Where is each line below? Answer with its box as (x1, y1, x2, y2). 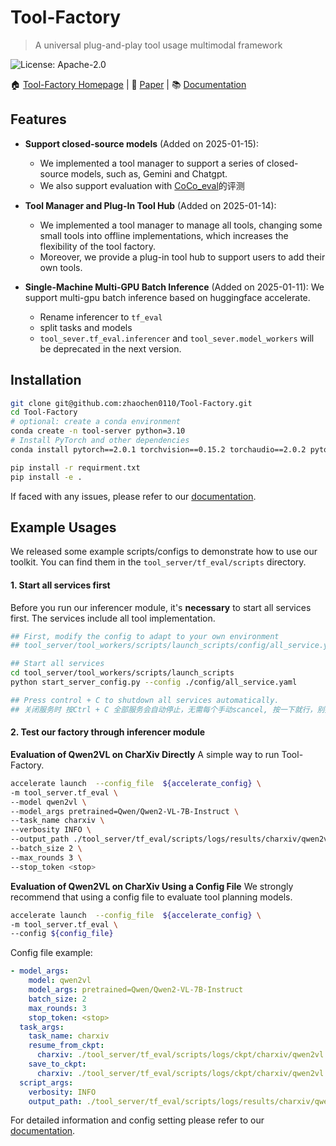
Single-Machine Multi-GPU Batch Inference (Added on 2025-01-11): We (24, 281, 325, 293)
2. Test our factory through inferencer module (10, 726, 206, 738)
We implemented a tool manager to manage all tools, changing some (39, 219, 323, 231)
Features (10, 111, 67, 128)
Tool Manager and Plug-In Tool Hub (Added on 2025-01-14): (24, 199, 277, 211)
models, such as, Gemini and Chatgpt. (70, 167, 228, 180)
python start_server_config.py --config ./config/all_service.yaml (10, 677, 298, 688)
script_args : (19, 1077, 74, 1088)
